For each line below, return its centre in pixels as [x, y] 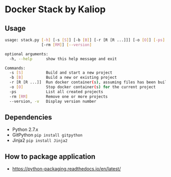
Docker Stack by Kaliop [55, 9]
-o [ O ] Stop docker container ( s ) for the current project [83, 87]
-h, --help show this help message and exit [63, 59]
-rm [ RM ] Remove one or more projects [59, 96]
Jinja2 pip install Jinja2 [40, 140]
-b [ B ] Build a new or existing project [63, 78]
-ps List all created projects [56, 92]
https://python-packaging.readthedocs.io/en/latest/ [66, 169]
